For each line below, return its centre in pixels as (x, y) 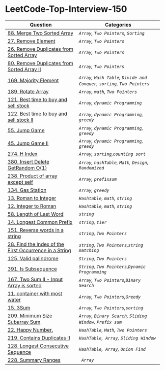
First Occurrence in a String (39, 250)
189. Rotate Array (28, 91)
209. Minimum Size (30, 315)
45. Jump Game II (28, 143)
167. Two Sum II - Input (35, 279)
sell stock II (20, 120)
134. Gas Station (27, 190)
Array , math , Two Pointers (108, 91)
